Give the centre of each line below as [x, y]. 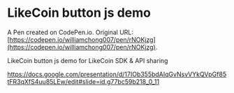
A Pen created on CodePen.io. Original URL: [71, 32]
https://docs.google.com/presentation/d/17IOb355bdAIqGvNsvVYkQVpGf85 [117, 74]
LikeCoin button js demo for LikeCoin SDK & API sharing [88, 60]
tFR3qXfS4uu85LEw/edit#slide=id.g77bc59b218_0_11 [83, 81]
